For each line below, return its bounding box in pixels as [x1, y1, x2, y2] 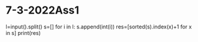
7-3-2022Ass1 [5, 4, 79, 17]
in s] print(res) [5, 29, 41, 36]
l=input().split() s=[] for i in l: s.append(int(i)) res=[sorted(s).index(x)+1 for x [5, 23, 192, 30]
